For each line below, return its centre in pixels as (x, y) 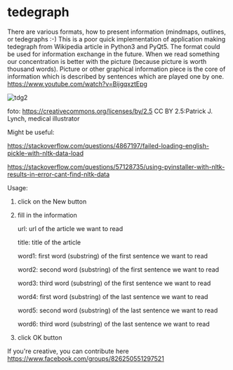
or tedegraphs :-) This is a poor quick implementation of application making (116, 39)
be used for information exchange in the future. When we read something (113, 54)
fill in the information (47, 215)
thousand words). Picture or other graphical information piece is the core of (116, 69)
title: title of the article (49, 242)
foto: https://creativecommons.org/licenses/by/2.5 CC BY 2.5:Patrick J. (110, 111)
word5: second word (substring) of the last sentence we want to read (118, 310)
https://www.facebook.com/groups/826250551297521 (86, 358)
